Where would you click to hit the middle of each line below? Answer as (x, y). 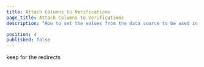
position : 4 (21, 34)
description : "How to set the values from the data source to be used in (102, 23)
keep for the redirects (34, 57)
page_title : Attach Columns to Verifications (65, 18)
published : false (28, 40)
